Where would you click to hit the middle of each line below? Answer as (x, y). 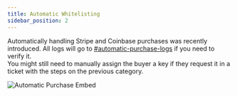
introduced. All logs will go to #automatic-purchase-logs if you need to (111, 48)
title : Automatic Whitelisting (54, 14)
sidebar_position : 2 (38, 21)
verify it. (20, 56)
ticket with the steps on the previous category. (75, 71)
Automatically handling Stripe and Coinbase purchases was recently (107, 41)
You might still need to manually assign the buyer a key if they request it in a (119, 63)
